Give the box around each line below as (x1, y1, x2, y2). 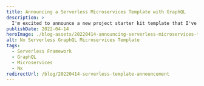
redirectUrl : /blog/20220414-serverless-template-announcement (6, 71, 170, 77)
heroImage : (6, 31, 34, 38)
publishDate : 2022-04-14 (6, 25, 69, 32)
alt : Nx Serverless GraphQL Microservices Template (6, 37, 140, 43)
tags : (6, 43, 20, 49)
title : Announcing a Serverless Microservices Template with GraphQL (6, 8, 186, 15)
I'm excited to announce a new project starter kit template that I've (12, 20, 197, 26)
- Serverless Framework (12, 48, 72, 55)
